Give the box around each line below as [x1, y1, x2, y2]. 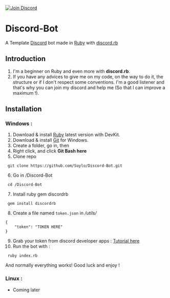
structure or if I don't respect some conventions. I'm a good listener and [12, 79, 165, 85]
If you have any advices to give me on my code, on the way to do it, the [12, 73, 163, 79]
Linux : [5, 275, 23, 282]
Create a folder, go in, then [12, 142, 70, 148]
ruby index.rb [7, 253, 38, 259]
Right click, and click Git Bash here [12, 148, 87, 154]
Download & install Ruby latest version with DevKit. [12, 132, 120, 138]
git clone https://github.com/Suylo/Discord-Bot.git [7, 163, 123, 168]
